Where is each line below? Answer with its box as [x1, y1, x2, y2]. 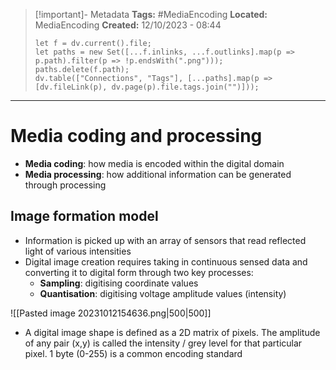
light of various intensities [24, 245, 132, 257]
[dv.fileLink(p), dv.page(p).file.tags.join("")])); [34, 82, 260, 92]
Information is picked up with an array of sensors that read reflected [24, 234, 307, 246]
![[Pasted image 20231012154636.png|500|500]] [10, 307, 212, 319]
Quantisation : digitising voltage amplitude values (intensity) [39, 287, 287, 299]
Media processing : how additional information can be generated [24, 168, 292, 180]
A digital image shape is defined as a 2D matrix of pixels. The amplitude [24, 326, 321, 338]
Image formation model [10, 208, 159, 225]
